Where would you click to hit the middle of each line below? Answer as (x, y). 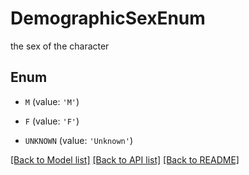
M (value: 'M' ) (52, 101)
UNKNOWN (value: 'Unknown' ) (78, 140)
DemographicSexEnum (108, 18)
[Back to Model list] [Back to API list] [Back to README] (125, 159)
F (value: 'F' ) (52, 121)
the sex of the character (60, 46)
